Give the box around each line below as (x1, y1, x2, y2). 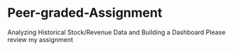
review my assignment (7, 35, 73, 43)
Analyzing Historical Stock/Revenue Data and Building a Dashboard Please (7, 28, 226, 36)
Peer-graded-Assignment (7, 5, 163, 21)
